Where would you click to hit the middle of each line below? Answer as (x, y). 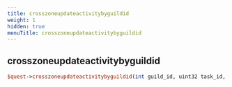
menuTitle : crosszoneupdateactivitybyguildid (74, 33)
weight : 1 (22, 20)
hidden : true (26, 26)
